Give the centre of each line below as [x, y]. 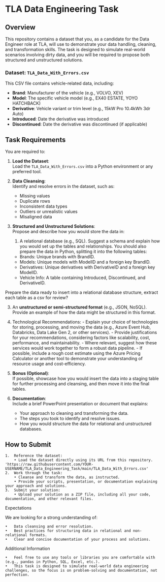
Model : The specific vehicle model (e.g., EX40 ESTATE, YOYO [75, 98]
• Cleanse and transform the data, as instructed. [67, 477]
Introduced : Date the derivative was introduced [61, 119]
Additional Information [28, 548]
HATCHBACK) [26, 103]
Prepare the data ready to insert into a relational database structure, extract [82, 292]
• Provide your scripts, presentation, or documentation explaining [86, 481]
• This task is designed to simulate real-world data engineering [77, 566]
